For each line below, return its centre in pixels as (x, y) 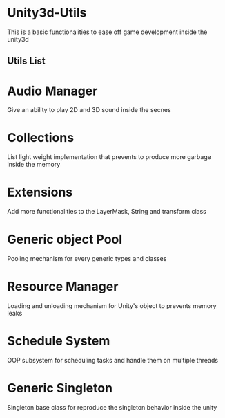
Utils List (27, 61)
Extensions (40, 192)
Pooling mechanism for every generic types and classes (87, 259)
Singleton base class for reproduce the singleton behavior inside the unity (112, 407)
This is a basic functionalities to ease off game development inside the (107, 32)
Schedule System (59, 341)
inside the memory (34, 165)
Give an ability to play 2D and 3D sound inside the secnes (89, 110)
